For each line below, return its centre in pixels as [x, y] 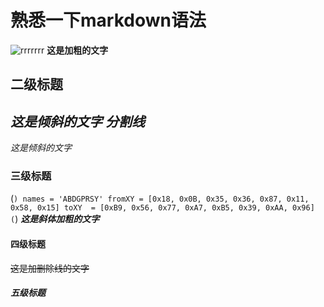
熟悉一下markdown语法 [108, 20]
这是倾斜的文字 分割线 [77, 121]
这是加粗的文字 [77, 50]
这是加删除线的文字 [50, 268]
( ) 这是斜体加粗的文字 [55, 219]
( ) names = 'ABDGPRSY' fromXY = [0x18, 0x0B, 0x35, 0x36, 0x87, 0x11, [160, 198]
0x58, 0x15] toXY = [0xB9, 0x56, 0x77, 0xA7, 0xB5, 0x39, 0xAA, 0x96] [162, 208]
